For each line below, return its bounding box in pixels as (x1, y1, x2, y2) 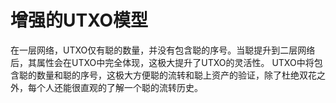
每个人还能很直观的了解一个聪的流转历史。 (27, 81, 203, 93)
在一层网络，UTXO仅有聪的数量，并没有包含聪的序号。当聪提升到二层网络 (10, 44, 316, 56)
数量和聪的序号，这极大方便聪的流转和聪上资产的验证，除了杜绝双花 (36, 69, 317, 81)
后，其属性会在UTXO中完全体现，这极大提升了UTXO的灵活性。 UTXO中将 (10, 56, 315, 68)
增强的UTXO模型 (10, 9, 148, 32)
